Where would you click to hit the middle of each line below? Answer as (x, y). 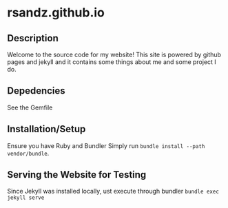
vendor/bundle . (28, 153)
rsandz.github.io (56, 13)
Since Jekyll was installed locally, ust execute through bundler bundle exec (113, 191)
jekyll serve (26, 198)
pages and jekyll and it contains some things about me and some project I (112, 62)
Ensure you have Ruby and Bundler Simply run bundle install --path (106, 145)
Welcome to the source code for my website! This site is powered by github (114, 54)
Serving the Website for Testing (77, 175)
